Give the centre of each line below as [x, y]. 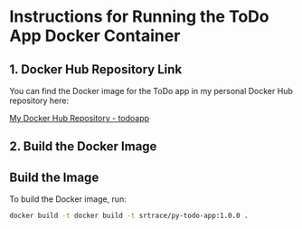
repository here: [39, 100]
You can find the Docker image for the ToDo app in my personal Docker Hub [151, 91]
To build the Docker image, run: [68, 199]
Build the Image [54, 177]
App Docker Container [95, 36]
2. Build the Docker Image [83, 147]
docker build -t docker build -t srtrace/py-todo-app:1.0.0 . [129, 216]
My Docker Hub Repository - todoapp [80, 118]
